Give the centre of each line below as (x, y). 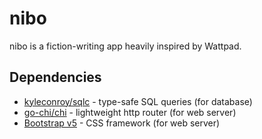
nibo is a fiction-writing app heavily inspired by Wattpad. (125, 46)
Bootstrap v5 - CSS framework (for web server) (122, 123)
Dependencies (55, 77)
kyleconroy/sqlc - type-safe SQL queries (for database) (138, 101)
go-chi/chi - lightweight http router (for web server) (130, 112)
